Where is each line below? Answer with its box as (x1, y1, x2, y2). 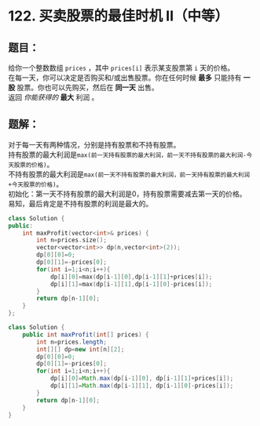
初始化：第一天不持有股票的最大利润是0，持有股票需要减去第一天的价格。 (8, 189, 247, 198)
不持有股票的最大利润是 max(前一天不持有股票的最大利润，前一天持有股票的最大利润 (8, 169, 250, 179)
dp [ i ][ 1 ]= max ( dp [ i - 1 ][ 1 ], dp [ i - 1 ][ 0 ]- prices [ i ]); (49, 280, 213, 288)
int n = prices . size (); (36, 236, 108, 244)
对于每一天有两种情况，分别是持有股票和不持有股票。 (8, 140, 181, 149)
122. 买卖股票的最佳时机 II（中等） (8, 7, 229, 25)
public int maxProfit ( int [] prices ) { (22, 330, 149, 338)
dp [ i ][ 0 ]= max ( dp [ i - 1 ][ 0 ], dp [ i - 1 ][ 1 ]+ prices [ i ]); (49, 272, 213, 281)
